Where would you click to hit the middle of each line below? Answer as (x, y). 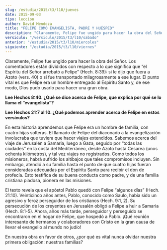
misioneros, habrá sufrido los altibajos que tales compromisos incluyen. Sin (83, 159)
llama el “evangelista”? (30, 102)
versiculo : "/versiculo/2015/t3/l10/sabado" (52, 38)
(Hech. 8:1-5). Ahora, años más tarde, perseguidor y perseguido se (74, 211)
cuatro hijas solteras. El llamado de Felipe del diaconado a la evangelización (83, 132)
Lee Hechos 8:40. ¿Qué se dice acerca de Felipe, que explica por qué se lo (83, 97)
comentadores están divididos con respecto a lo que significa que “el (76, 66)
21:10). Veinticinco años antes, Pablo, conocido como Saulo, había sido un (81, 195)
